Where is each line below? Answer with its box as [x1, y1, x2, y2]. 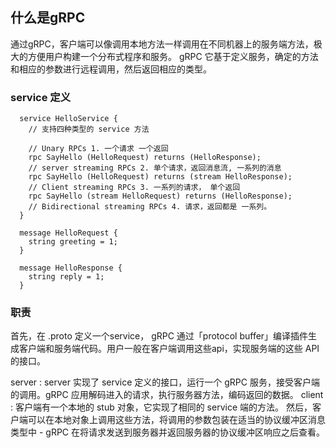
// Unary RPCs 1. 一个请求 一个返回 [28, 144, 169, 154]
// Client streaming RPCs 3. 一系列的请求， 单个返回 [28, 183, 241, 193]
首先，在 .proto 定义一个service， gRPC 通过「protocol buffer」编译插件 [10, 330, 309, 342]
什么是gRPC [10, 9, 86, 27]
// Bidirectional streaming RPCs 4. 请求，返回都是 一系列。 [28, 202, 272, 212]
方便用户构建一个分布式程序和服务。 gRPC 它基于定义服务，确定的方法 [27, 50, 319, 62]
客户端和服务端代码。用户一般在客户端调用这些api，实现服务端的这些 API [18, 343, 320, 355]
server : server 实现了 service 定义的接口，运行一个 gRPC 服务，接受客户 [10, 376, 312, 388]
